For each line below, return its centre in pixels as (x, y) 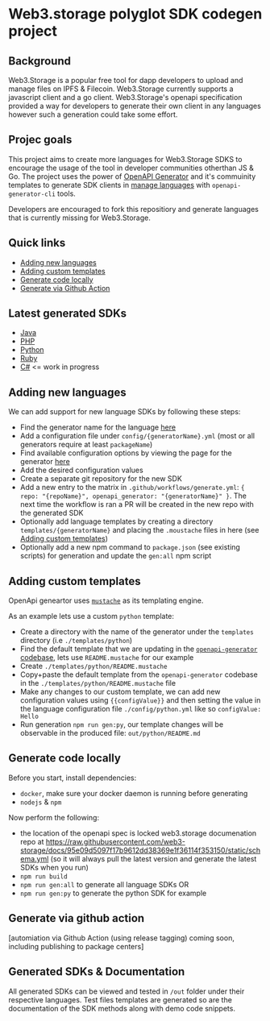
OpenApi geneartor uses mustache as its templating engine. (106, 600)
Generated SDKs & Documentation (97, 972)
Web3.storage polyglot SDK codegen (135, 14)
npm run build (44, 876)
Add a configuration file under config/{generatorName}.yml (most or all (137, 436)
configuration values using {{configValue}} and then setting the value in (140, 700)
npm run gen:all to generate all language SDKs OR (104, 884)
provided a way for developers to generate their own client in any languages (135, 106)
